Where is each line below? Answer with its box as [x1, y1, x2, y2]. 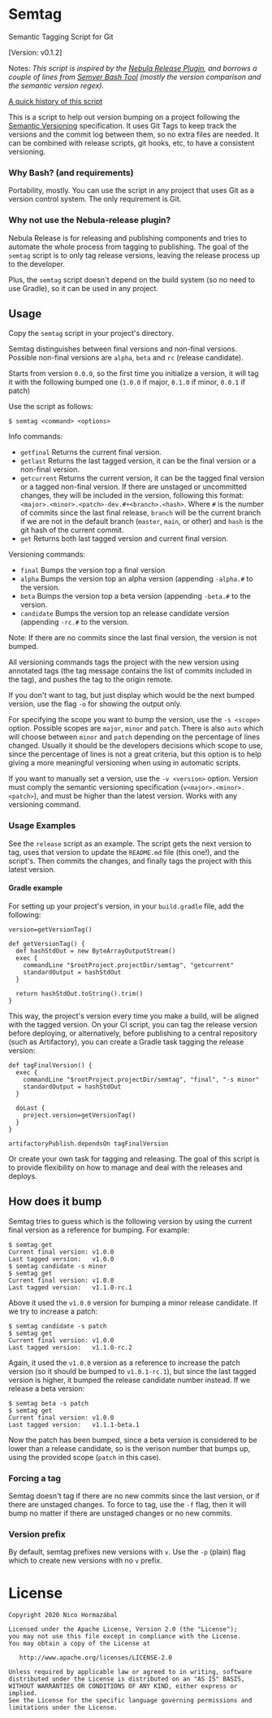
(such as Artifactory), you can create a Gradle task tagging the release [8, 1036, 244, 1046]
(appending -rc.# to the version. [19, 617, 130, 627]
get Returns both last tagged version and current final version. [19, 534, 229, 543]
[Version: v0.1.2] [8, 47, 63, 57]
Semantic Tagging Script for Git [8, 32, 114, 41]
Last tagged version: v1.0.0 [8, 1254, 114, 1263]
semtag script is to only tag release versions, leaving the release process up [8, 250, 261, 260]
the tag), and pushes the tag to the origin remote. [8, 674, 173, 684]
